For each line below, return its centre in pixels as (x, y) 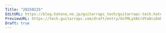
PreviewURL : (17, 18)
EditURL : (14, 14)
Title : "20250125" (24, 9)
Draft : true (17, 23)
